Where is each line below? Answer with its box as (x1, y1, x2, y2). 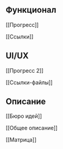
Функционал (5, 5, 57, 15)
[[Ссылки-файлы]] (5, 79, 53, 86)
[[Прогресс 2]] (5, 67, 44, 74)
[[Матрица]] (5, 136, 37, 144)
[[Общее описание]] (5, 125, 58, 132)
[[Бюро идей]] (5, 112, 42, 120)
